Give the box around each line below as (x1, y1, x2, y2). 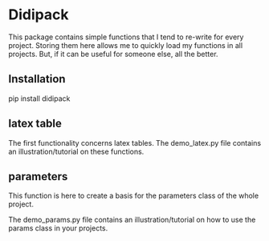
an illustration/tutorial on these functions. (8, 147, 145, 156)
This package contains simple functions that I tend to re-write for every (8, 32, 244, 42)
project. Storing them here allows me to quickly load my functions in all (8, 40, 243, 50)
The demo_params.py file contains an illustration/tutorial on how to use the (8, 215, 256, 225)
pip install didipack (8, 94, 71, 103)
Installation (8, 72, 66, 86)
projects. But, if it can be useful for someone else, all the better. (8, 49, 218, 58)
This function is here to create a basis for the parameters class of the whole (8, 191, 259, 201)
